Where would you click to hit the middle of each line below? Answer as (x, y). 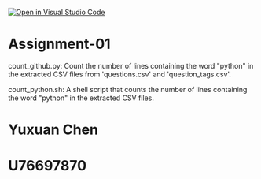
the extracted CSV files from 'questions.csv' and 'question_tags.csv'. (120, 74)
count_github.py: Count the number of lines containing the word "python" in (131, 65)
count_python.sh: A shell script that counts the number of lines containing (128, 89)
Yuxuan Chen (53, 130)
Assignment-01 (60, 44)
